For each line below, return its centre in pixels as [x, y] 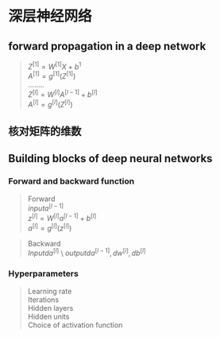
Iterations [43, 300]
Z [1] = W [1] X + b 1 [54, 66]
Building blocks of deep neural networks [110, 159]
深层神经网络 [50, 16]
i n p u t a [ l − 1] [46, 207]
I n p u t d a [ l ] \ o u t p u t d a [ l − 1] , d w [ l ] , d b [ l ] [87, 253]
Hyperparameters [44, 273]
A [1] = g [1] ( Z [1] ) [52, 76]
